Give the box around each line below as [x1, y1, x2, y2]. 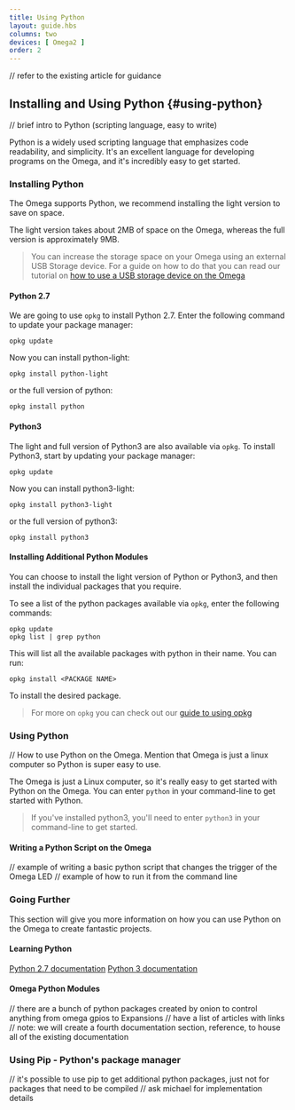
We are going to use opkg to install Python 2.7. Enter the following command [9, 310, 285, 321]
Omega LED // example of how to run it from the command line [9, 871, 237, 882]
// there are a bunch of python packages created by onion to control [9, 1003, 258, 1014]
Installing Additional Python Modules [9, 551, 149, 562]
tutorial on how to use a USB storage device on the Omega [30, 270, 245, 281]
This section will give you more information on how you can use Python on [9, 914, 282, 924]
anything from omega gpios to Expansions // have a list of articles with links [9, 1013, 285, 1024]
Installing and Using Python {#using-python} [9, 96, 263, 111]
